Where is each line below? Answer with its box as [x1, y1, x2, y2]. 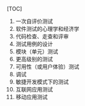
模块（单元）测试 [15, 48, 58, 55]
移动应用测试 [15, 93, 48, 101]
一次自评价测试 [15, 18, 53, 25]
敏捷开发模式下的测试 [15, 78, 69, 85]
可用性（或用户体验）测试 [15, 63, 80, 70]
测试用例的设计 [15, 41, 53, 47]
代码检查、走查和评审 [15, 33, 69, 40]
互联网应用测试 [15, 86, 53, 93]
